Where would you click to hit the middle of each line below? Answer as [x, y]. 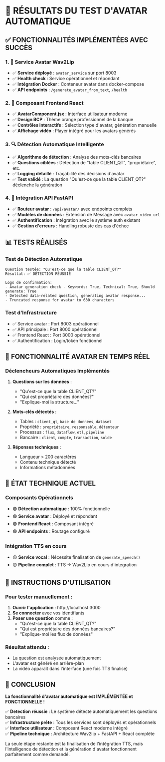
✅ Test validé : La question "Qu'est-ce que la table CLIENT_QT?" [79, 179]
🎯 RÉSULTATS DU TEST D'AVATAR [76, 11]
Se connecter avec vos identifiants [48, 613]
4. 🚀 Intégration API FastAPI [39, 198]
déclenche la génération [37, 185]
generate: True [21, 291]
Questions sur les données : [42, 382]
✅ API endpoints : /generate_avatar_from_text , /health [70, 90]
